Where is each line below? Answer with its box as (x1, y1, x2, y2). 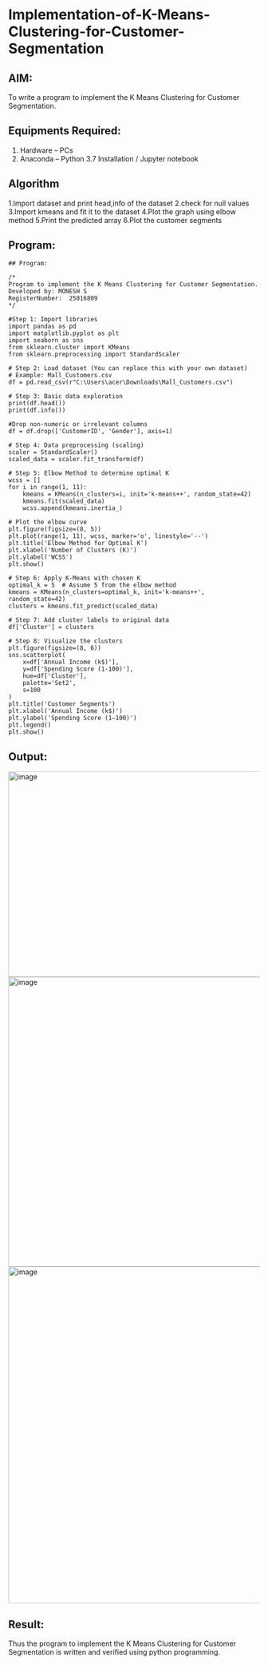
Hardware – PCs (19, 145, 73, 155)
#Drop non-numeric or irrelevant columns (8, 420, 148, 428)
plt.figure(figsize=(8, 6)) (8, 644, 102, 652)
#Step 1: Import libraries (8, 316, 98, 324)
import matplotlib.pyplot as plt (8, 329, 120, 337)
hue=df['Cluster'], (22, 672, 88, 680)
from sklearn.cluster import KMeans (8, 344, 130, 352)
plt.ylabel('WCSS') (8, 553, 73, 561)
